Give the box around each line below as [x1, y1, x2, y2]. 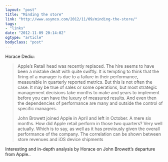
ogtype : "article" [5, 35, 43, 40]
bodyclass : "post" [5, 40, 43, 45]
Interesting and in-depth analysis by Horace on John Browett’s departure [5, 146, 155, 152]
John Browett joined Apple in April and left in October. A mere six [17, 115, 151, 121]
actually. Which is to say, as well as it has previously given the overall [17, 126, 160, 132]
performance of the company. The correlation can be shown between [17, 131, 161, 137]
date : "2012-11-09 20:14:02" [5, 30, 66, 35]
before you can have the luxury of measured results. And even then [17, 95, 156, 101]
